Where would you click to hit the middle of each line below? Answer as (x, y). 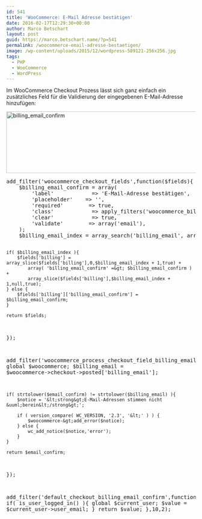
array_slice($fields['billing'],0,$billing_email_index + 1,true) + (94, 263)
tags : (13, 57)
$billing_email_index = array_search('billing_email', (102, 236)
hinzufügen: (21, 103)
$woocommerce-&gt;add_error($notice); (76, 421)
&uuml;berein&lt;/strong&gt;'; (45, 405)
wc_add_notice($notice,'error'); (70, 431)
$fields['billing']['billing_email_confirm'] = (78, 295)
